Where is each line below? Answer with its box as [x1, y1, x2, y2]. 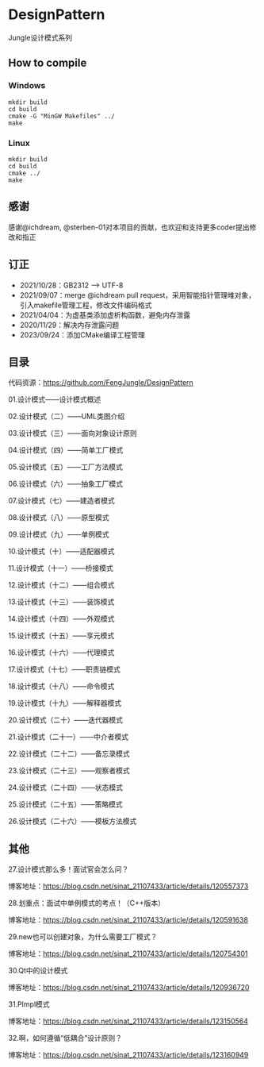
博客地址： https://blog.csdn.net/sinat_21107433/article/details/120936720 [8, 983, 250, 992]
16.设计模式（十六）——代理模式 [8, 648, 115, 657]
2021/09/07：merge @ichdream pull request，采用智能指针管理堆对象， [19, 290, 256, 299]
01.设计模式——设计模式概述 [8, 395, 101, 404]
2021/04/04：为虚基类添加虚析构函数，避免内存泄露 [19, 310, 191, 319]
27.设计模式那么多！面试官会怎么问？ [8, 865, 129, 874]
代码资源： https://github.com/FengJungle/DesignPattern [8, 378, 194, 387]
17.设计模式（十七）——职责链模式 [8, 664, 121, 674]
